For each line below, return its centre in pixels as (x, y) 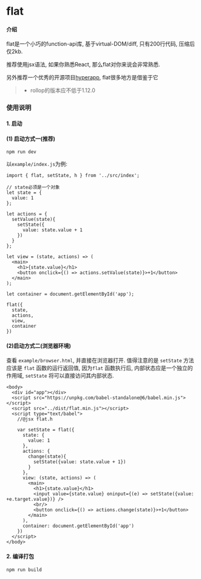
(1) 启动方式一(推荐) (31, 138)
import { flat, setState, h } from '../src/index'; (73, 176)
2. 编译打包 (20, 556)
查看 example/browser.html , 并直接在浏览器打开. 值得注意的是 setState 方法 (100, 361)
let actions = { (27, 214)
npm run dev (21, 152)
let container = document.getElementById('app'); (70, 294)
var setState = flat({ (46, 430)
